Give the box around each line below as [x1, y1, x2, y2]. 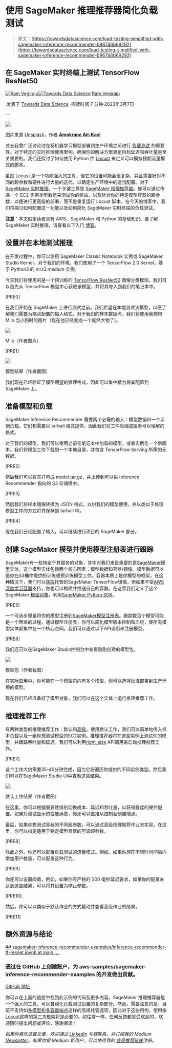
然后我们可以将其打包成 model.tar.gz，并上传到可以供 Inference [5, 474, 140, 480]
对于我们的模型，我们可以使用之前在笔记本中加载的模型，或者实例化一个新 [5, 440, 162, 446]
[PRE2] [5, 463, 20, 470]
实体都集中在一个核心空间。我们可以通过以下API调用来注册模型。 [9, 625, 147, 632]
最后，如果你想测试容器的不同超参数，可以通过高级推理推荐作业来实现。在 [5, 821, 162, 828]
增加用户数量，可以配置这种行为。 [5, 855, 77, 861]
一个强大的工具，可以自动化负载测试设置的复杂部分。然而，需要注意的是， [5, 1001, 162, 1007]
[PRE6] [5, 635, 20, 642]
